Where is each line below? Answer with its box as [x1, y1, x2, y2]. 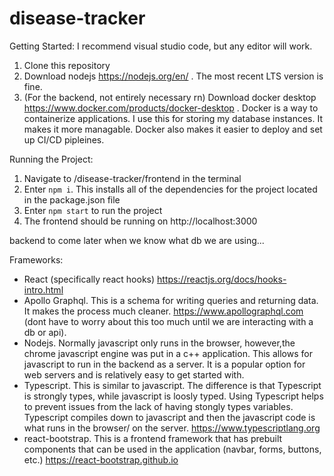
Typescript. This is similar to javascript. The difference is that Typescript [23, 379, 322, 391]
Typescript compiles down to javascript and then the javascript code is [23, 411, 316, 423]
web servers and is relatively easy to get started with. [23, 368, 245, 381]
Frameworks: [9, 253, 64, 266]
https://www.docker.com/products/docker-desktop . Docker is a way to [23, 102, 319, 114]
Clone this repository [23, 59, 111, 71]
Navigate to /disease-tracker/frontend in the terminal [23, 172, 242, 184]
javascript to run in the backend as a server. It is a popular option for [23, 358, 306, 370]
